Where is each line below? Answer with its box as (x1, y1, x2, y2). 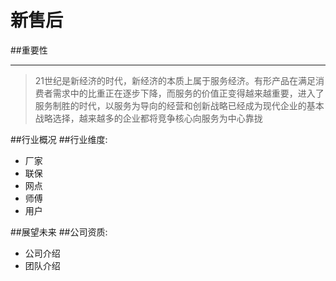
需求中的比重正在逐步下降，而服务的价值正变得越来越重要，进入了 (52, 87, 325, 99)
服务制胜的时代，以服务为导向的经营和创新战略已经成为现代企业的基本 (34, 99, 325, 111)
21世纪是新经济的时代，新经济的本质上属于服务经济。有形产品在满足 (34, 74, 317, 86)
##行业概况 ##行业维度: (10, 133, 108, 145)
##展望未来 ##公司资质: (10, 226, 108, 238)
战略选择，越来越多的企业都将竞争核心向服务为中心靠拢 (34, 112, 263, 124)
